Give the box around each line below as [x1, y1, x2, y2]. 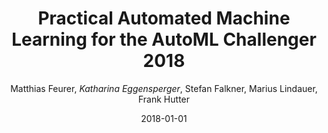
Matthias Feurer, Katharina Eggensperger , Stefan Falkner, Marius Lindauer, [10, 82, 318, 94]
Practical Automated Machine [37, 7, 291, 30]
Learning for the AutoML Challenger [11, 28, 317, 51]
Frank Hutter [137, 93, 191, 105]
